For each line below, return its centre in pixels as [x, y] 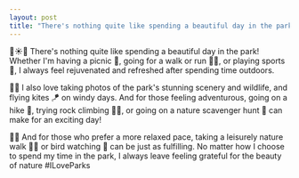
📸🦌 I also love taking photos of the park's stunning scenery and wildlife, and [148, 87]
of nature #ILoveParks [50, 165]
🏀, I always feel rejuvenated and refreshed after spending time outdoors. [142, 70]
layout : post [33, 17]
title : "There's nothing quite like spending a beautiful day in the [141, 26]
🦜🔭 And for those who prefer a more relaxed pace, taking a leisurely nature [146, 137]
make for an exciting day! [56, 119]
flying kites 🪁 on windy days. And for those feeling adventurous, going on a [148, 97]
